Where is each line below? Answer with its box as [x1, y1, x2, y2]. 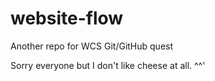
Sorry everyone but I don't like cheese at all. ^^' [10, 59, 206, 71]
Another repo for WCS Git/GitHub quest [10, 40, 174, 52]
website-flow [10, 7, 124, 30]
